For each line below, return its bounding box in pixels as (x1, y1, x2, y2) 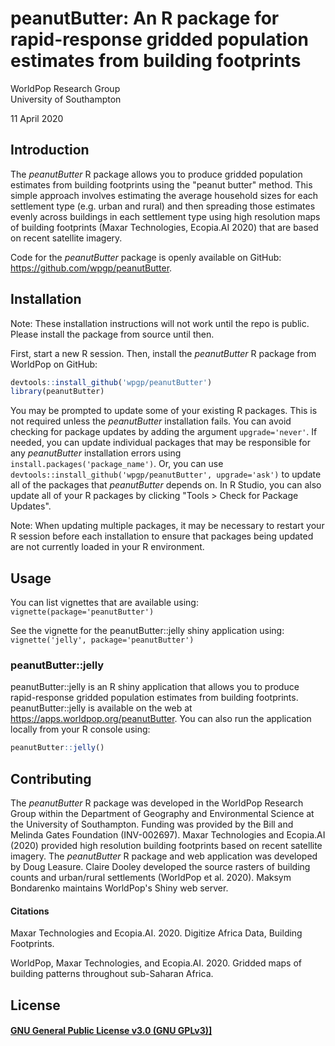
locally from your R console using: (10, 723, 151, 736)
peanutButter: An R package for (10, 7, 280, 30)
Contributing (10, 770, 92, 787)
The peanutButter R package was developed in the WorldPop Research (10, 797, 304, 809)
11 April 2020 (10, 112, 64, 124)
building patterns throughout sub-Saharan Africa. (10, 968, 214, 980)
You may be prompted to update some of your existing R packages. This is (10, 405, 318, 417)
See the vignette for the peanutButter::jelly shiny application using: (10, 625, 285, 637)
